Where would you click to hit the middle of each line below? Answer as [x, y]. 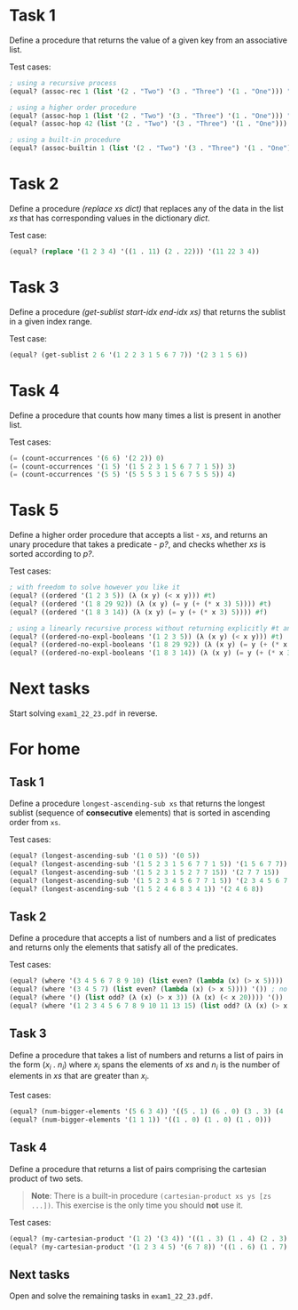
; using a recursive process [63, 83]
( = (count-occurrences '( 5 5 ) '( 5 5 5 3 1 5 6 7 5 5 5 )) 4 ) [123, 475]
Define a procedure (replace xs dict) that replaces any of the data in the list [146, 209]
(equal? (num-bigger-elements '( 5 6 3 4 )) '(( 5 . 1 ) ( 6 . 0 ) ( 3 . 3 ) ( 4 [146, 1112]
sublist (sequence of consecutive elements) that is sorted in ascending [140, 813]
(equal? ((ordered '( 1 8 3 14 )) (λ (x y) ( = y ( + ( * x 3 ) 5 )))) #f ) [138, 612]
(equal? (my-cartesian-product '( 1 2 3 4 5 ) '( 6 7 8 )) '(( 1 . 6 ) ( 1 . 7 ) [149, 1247]
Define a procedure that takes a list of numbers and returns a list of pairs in [146, 1055]
